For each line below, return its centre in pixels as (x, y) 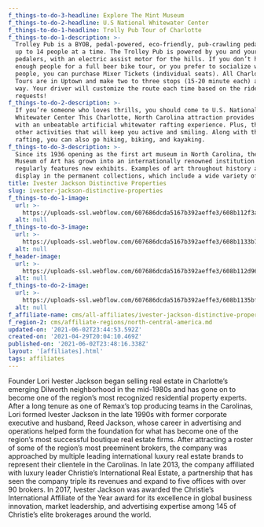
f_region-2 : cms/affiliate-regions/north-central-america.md (110, 322)
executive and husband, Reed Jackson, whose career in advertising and (125, 423)
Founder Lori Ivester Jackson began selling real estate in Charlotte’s (118, 381)
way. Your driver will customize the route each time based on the (128, 88)
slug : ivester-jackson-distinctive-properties (86, 190)
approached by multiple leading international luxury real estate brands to (126, 456)
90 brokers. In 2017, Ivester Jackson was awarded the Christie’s (111, 489)
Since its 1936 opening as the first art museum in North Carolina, (130, 154)
